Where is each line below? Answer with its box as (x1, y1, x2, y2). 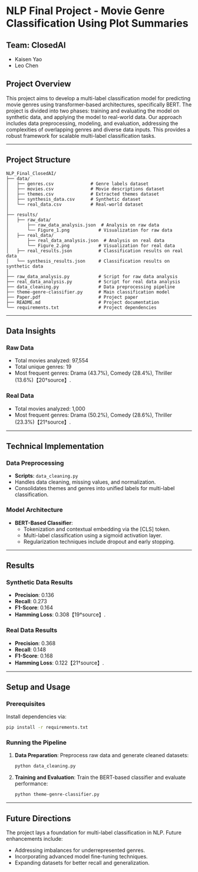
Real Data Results (6, 626, 58, 635)
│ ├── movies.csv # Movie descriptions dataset (6, 186, 165, 192)
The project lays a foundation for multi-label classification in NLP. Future (6, 829, 181, 836)
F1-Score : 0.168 (14, 652, 53, 659)
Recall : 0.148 (14, 646, 46, 653)
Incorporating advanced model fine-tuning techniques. (14, 853, 148, 860)
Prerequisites (6, 699, 45, 708)
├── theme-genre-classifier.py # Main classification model (6, 289, 170, 295)
